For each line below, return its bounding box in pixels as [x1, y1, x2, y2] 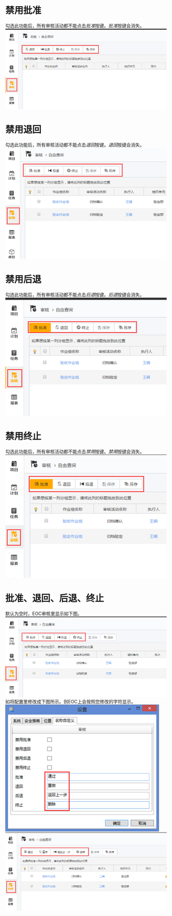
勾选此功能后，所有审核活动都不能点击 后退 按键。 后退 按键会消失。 [5, 292, 144, 298]
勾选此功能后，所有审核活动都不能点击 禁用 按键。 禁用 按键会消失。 [5, 448, 144, 454]
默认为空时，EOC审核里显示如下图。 [5, 610, 82, 616]
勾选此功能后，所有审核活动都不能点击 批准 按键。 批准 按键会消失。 [5, 23, 144, 29]
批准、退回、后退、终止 [5, 592, 104, 604]
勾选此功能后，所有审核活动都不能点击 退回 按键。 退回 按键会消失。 [5, 141, 144, 148]
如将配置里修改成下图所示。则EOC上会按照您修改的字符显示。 [5, 699, 136, 705]
